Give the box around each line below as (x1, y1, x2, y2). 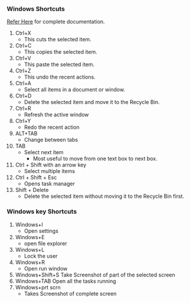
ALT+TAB (15, 130, 38, 137)
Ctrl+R (15, 105, 31, 112)
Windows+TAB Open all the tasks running (15, 277, 117, 285)
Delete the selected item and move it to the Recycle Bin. (24, 99, 160, 106)
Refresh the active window (24, 111, 89, 118)
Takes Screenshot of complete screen (24, 290, 117, 297)
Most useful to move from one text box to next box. (32, 155, 158, 162)
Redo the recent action (24, 123, 80, 131)
